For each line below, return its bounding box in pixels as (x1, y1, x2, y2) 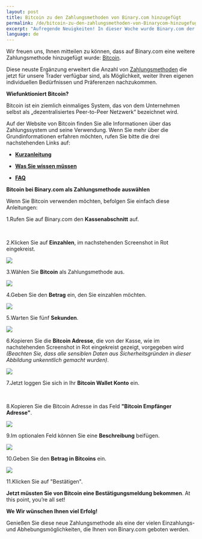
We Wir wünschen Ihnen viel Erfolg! (6, 508, 98, 515)
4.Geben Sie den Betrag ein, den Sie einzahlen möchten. (6, 291, 147, 299)
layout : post (6, 8, 39, 15)
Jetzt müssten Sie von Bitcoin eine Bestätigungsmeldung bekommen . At (6, 490, 191, 497)
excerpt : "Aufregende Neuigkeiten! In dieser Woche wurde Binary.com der (6, 25, 195, 32)
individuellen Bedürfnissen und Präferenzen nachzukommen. (6, 79, 158, 86)
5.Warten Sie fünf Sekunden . (6, 314, 79, 322)
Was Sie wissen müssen (14, 163, 77, 170)
